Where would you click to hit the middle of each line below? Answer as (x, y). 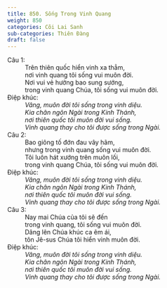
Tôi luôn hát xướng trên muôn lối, (72, 157)
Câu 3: (17, 210)
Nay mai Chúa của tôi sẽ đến (66, 217)
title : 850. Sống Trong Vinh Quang (59, 14)
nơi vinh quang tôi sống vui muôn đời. (79, 75)
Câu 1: (16, 60)
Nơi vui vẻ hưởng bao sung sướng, (74, 82)
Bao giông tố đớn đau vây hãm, (70, 142)
